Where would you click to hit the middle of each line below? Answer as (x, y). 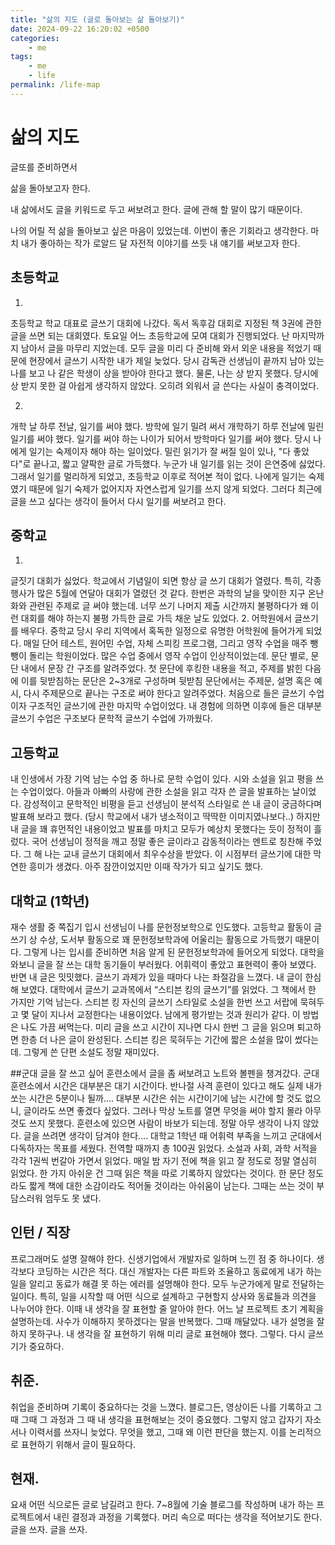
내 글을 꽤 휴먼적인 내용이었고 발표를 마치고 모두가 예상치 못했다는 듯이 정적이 (161, 829)
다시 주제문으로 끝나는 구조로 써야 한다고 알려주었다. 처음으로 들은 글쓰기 (165, 693)
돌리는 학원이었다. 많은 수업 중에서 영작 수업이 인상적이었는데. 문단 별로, (168, 656)
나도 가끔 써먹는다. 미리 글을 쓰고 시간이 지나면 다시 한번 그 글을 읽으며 (157, 1027)
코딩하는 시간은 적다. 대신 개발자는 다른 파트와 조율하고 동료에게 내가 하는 (179, 1271)
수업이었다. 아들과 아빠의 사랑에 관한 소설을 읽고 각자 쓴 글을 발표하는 (155, 792)
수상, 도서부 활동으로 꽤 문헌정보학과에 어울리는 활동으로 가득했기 (166, 939)
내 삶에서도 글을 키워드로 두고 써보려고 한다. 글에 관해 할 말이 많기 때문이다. (156, 209)
